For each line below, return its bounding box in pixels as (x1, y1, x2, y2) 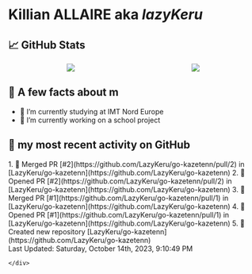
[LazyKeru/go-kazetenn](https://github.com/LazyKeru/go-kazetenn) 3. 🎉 (8, 184, 246, 194)
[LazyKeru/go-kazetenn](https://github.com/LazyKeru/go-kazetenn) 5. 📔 (8, 218, 246, 228)
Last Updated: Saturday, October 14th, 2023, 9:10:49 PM (8, 244, 193, 253)
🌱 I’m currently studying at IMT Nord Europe (19, 106, 164, 116)
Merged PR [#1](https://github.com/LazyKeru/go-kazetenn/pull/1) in (8, 193, 229, 203)
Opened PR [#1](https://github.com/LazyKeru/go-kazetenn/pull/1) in (8, 210, 230, 219)
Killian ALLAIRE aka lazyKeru (8, 6, 204, 24)
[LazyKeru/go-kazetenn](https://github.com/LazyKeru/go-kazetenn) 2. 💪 (8, 168, 246, 177)
